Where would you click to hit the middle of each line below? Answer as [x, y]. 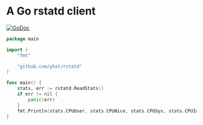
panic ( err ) [42, 100]
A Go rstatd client [51, 11]
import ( [17, 50]
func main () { [24, 83]
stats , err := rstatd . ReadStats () [60, 89]
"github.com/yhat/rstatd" [50, 66]
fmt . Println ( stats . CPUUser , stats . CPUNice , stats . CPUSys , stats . [101, 111]
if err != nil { [38, 94]
